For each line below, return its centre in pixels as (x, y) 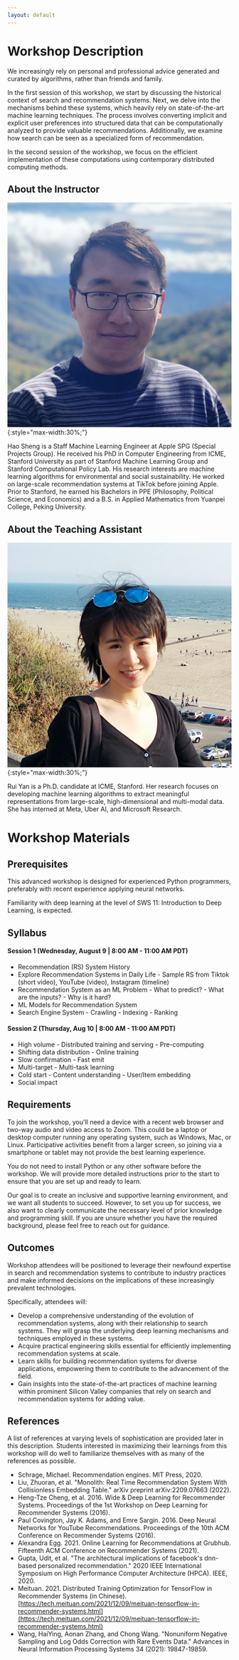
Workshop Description (75, 51)
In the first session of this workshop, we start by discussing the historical (115, 92)
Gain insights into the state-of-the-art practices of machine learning (117, 1383)
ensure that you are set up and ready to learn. (74, 1181)
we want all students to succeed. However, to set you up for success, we (115, 1203)
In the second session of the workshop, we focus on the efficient (102, 152)
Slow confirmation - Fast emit (61, 1059)
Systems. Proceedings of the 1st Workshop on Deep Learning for (113, 1505)
